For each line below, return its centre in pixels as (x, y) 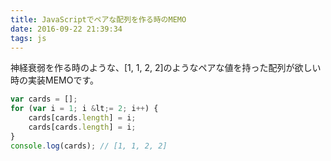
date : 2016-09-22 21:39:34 (66, 29)
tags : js (28, 38)
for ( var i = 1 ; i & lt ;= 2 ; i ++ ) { (84, 109)
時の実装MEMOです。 (55, 80)
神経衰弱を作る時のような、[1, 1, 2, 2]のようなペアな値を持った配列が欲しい (166, 68)
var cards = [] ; (44, 99)
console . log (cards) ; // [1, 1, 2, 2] (89, 146)
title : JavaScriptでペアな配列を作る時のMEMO (98, 19)
